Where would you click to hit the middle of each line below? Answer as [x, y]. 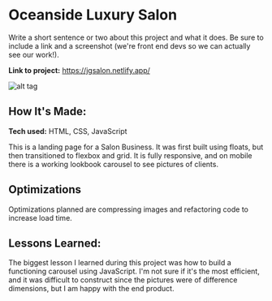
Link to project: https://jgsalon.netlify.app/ [79, 70]
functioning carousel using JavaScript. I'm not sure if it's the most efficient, [134, 271]
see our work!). [34, 54]
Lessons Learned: [55, 243]
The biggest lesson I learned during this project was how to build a [120, 263]
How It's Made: [47, 112]
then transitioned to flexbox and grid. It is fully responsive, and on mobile [131, 155]
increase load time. [41, 217]
